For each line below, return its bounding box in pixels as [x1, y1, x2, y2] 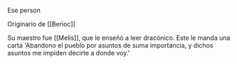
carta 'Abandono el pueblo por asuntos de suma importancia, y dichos [7, 41, 214, 49]
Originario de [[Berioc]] [7, 20, 76, 28]
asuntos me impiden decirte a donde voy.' [7, 49, 130, 57]
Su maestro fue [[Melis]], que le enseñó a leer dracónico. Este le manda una [7, 33, 231, 42]
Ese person [7, 6, 41, 14]
